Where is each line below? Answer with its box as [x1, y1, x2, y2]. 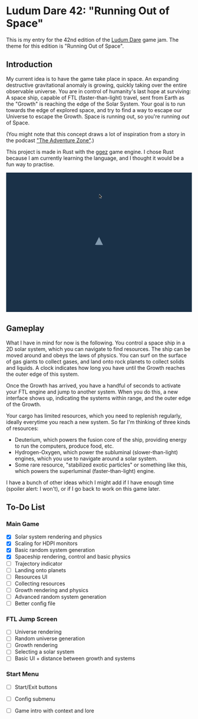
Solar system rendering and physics [14, 533, 103, 540]
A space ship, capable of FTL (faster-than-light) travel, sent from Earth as [6, 94, 184, 101]
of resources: [6, 425, 39, 432]
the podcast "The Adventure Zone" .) [6, 137, 94, 144]
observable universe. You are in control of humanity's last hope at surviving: [6, 87, 192, 95]
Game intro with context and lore [14, 707, 94, 714]
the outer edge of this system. [6, 370, 80, 377]
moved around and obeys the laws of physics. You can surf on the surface [6, 352, 187, 359]
